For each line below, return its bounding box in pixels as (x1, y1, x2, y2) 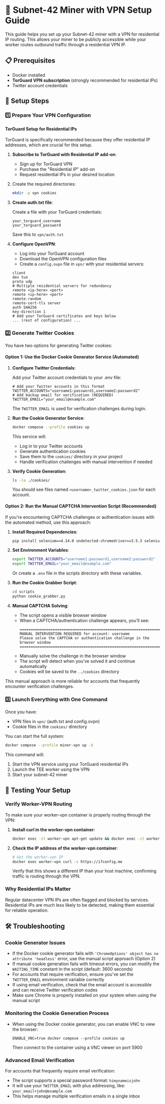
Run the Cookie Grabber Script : (12, 580, 78, 586)
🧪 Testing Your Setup (5, 786, 71, 794)
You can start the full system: (5, 733, 64, 739)
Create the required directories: (12, 181, 76, 187)
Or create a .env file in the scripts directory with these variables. (12, 570, 142, 576)
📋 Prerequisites (5, 57, 55, 65)
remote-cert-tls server (12, 301, 61, 306)
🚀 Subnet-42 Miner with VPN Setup (5, 4, 152, 16)
